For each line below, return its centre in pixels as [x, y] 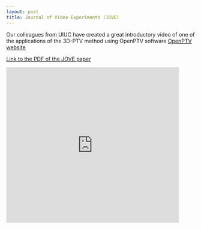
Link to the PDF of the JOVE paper [49, 59]
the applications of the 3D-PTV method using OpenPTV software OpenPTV [99, 41]
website [16, 47]
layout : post [22, 12]
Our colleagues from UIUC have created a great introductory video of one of [100, 34]
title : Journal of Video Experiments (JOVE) [63, 17]
